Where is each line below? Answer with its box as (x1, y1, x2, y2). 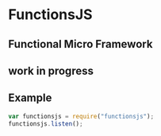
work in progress (8, 64, 94, 77)
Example (8, 91, 52, 105)
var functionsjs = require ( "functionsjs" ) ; (8, 112, 155, 120)
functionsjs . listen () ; (8, 119, 83, 128)
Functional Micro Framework (8, 37, 153, 51)
